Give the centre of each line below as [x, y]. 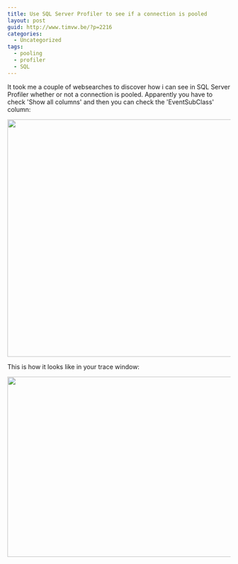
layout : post [27, 21]
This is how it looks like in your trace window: [74, 366]
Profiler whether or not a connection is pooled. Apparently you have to [110, 94]
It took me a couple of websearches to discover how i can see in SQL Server [119, 86]
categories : [25, 34]
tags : [15, 47]
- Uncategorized [38, 40]
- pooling [28, 54]
